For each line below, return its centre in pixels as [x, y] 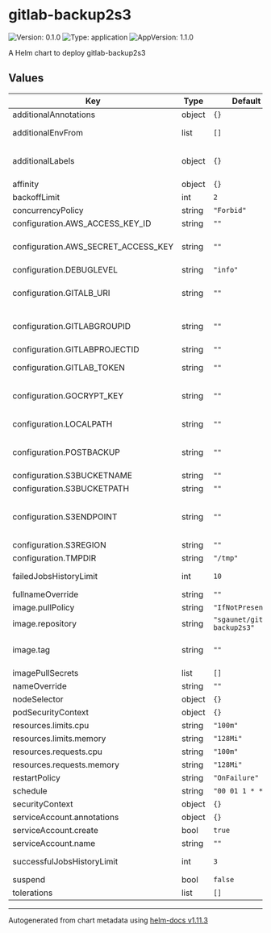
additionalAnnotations [54, 115]
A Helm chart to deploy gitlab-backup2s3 [77, 52]
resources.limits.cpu [51, 725]
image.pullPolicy [44, 607]
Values [26, 78]
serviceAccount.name [54, 843]
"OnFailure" [236, 777]
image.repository [45, 623]
